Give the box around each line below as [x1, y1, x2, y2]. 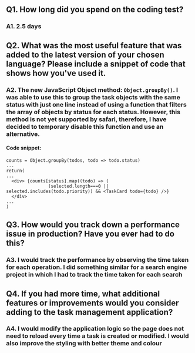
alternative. [6, 129, 40, 138]
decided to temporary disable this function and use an [6, 122, 164, 131]
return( [6, 168, 25, 174]
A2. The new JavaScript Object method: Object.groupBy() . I [6, 85, 178, 94]
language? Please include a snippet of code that [6, 59, 186, 69]
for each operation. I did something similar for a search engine [6, 263, 187, 271]
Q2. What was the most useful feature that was [6, 41, 182, 51]
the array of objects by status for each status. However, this [6, 108, 181, 116]
